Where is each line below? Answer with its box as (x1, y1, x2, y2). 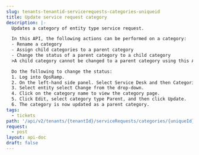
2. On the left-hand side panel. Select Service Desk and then (11, 79, 171, 86)
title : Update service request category (6, 14, 108, 20)
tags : (6, 107, 20, 113)
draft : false (6, 140, 38, 146)
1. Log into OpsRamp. (11, 74, 65, 80)
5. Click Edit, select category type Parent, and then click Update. (11, 96, 187, 102)
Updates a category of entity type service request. (11, 25, 145, 31)
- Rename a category (11, 41, 62, 47)
